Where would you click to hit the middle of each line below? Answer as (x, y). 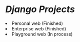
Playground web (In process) (42, 34)
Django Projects (40, 9)
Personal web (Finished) (37, 23)
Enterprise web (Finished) (39, 28)
